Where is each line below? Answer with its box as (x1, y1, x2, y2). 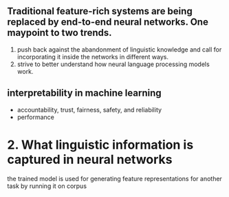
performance (17, 113, 55, 121)
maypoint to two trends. (7, 27, 112, 39)
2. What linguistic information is (7, 137, 194, 152)
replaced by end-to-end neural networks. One (7, 17, 208, 28)
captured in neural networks (7, 152, 173, 167)
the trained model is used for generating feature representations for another (7, 174, 222, 183)
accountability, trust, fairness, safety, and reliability (17, 105, 162, 114)
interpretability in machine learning (7, 87, 162, 99)
